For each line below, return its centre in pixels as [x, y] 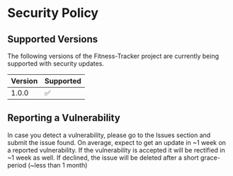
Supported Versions [52, 39]
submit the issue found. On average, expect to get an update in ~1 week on [117, 142]
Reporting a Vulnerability [64, 118]
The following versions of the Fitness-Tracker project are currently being [113, 56]
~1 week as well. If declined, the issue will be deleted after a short [103, 158]
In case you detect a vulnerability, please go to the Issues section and [109, 135]
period [17, 165]
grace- [211, 158]
